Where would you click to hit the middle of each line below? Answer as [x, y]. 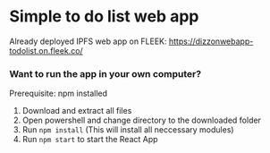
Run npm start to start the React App [90, 140]
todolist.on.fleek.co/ [46, 50]
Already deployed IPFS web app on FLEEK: [88, 41]
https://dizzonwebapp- [211, 41]
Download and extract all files [77, 111]
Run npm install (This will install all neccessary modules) [128, 130]
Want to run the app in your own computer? [105, 73]
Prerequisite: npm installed [59, 93]
